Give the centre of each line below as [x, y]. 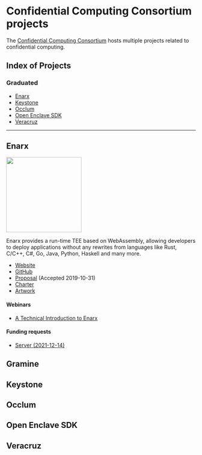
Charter [24, 284]
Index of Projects [39, 66]
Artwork [25, 291]
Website [25, 265]
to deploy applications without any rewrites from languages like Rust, [92, 247]
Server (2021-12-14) [40, 345]
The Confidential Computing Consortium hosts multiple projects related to [98, 40]
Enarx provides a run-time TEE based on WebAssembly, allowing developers [101, 241]
